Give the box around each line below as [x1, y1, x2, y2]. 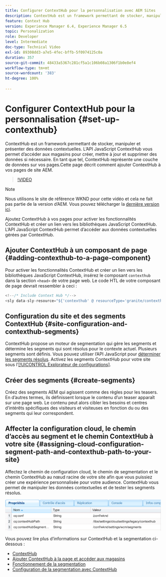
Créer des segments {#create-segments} [5, 376, 136, 384]
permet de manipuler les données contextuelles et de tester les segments [5, 484, 155, 490]
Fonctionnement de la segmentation [12, 561, 86, 567]
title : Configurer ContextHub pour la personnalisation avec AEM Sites [5, 8, 156, 13]
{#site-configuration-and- [44, 320, 127, 328]
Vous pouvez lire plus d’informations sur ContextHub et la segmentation [5, 536, 152, 542]
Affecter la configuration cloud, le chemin [5, 424, 136, 433]
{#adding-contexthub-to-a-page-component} [5, 254, 151, 262]
